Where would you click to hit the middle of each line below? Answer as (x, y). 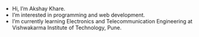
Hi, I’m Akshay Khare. (39, 9)
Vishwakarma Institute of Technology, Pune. (67, 27)
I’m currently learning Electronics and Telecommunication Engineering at (102, 21)
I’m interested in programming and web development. (78, 15)
